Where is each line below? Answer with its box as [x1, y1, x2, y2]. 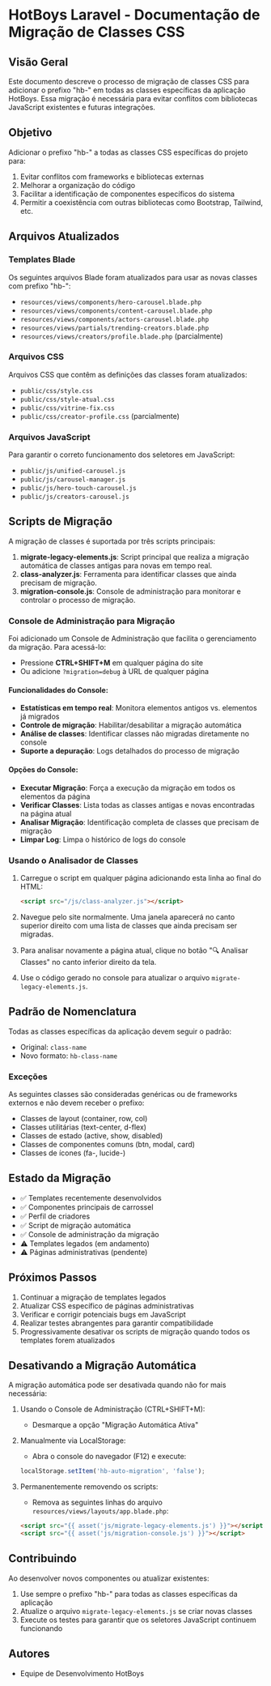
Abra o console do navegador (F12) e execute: [32, 1452, 187, 1462]
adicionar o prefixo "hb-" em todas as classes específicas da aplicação [8, 85, 246, 95]
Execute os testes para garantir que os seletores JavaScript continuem [19, 1615, 256, 1624]
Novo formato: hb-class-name [19, 1051, 118, 1061]
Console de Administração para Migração [8, 615, 176, 626]
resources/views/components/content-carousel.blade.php [19, 306, 213, 315]
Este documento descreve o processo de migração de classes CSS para [8, 77, 249, 86]
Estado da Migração [8, 1172, 112, 1185]
